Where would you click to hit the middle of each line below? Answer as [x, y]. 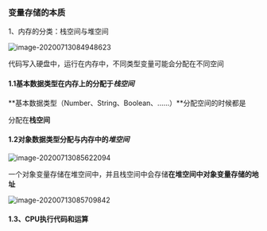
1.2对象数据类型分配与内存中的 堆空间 [69, 139]
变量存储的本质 [37, 12]
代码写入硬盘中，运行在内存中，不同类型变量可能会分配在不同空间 [116, 64]
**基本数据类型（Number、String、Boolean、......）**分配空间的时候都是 [127, 103]
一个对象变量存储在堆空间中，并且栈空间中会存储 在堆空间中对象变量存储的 [130, 174]
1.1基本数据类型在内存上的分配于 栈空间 [72, 83]
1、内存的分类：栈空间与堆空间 [58, 31]
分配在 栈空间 [29, 119]
